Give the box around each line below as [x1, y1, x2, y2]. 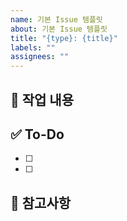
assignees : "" [10, 52, 70, 62]
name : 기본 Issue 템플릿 [10, 14, 103, 25]
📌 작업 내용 [10, 91, 75, 108]
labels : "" [10, 42, 56, 53]
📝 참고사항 [10, 194, 72, 211]
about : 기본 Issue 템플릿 [10, 24, 108, 34]
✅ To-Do [10, 126, 65, 143]
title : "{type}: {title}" [10, 33, 118, 43]
